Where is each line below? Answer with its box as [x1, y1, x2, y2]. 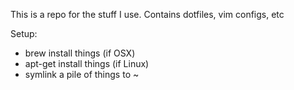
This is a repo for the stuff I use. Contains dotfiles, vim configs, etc [10, 9, 285, 20]
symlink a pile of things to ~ [24, 69, 140, 80]
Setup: [10, 28, 38, 39]
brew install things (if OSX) [24, 47, 136, 59]
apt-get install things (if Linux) [24, 58, 150, 69]
